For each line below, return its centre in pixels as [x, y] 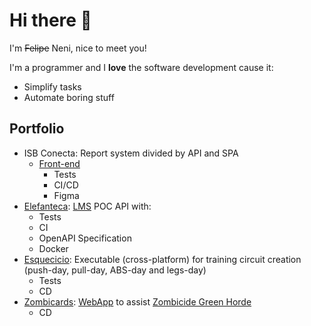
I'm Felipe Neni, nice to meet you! [78, 48]
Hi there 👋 [50, 20]
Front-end [59, 163]
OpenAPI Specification [85, 238]
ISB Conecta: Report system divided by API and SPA [131, 153]
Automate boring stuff [69, 97]
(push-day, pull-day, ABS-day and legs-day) [115, 270]
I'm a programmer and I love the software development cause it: [141, 67]
